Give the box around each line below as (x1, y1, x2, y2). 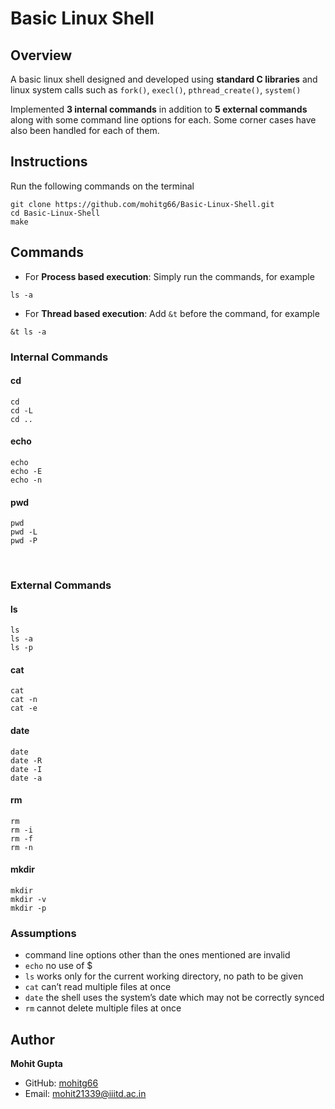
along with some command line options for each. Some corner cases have (10, 114, 317, 126)
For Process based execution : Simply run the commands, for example (24, 270, 315, 282)
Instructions (10, 153, 88, 171)
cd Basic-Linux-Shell (10, 208, 101, 218)
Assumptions (10, 927, 77, 941)
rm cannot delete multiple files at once (24, 1002, 182, 1014)
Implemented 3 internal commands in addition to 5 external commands (10, 103, 308, 115)
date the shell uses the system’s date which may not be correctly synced (24, 992, 325, 1004)
